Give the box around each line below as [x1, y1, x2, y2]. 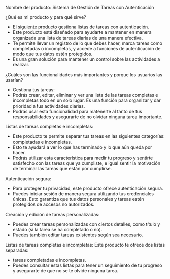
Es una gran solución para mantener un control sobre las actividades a [12, 56, 160, 62]
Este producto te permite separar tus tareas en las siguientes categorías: [12, 133, 165, 139]
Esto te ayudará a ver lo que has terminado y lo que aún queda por [12, 144, 152, 150]
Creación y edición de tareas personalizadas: [5, 212, 100, 217]
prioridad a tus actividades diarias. [12, 103, 85, 109]
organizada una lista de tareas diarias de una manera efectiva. [12, 35, 143, 41]
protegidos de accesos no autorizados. [12, 201, 95, 207]
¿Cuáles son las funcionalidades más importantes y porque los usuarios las [5, 72, 163, 78]
